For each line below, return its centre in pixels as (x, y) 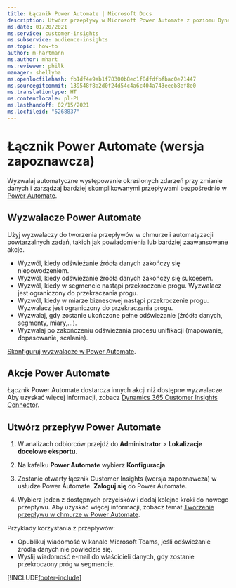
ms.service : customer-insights (53, 33)
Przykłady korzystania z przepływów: (61, 528)
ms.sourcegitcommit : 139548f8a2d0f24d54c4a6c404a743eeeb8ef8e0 (102, 86)
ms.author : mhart (33, 60)
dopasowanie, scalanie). (53, 338)
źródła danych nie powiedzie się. (65, 549)
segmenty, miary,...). (47, 323)
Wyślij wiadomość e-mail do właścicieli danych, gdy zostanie (106, 557)
